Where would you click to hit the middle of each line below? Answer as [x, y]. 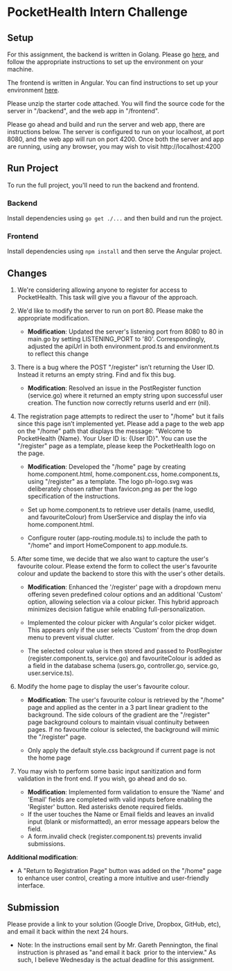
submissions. [46, 844]
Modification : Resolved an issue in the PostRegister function [114, 388]
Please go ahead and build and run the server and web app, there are [106, 124]
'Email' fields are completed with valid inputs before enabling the [120, 799]
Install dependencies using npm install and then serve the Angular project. [115, 252]
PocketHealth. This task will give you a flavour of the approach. [107, 297]
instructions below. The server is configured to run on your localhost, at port [116, 132]
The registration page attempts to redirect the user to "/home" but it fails [121, 416]
